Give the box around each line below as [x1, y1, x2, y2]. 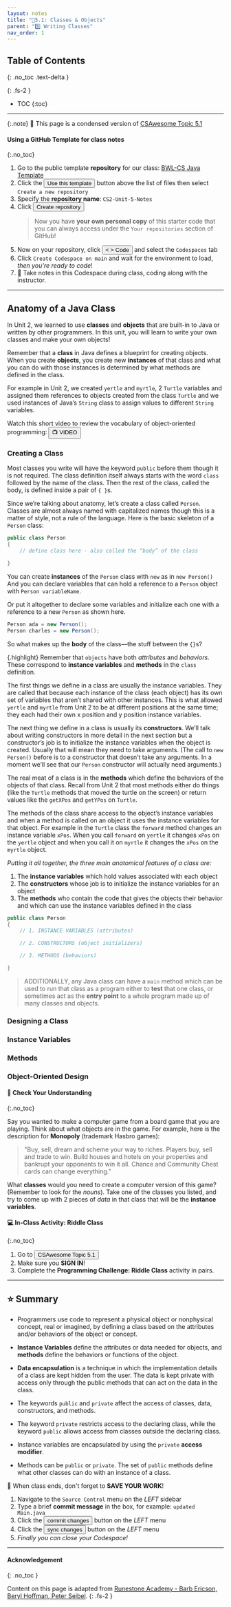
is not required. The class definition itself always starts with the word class [7, 471, 219, 480]
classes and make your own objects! [7, 335, 111, 344]
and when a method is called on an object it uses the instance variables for [7, 816, 219, 824]
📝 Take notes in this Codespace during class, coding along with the [16, 269, 208, 277]
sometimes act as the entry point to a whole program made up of [23, 992, 210, 1000]
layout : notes [7, 10, 48, 17]
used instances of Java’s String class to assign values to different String [7, 398, 214, 407]
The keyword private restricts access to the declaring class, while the [16, 1419, 216, 1428]
